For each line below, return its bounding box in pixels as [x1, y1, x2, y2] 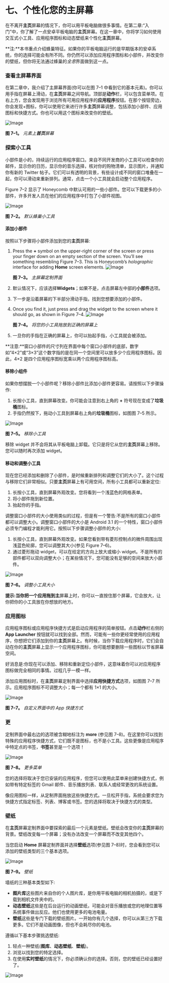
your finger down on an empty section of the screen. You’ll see [12, 253, 143, 259]
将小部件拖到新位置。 [12, 496, 57, 502]
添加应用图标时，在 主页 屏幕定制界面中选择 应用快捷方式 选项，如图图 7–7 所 [5, 678, 160, 684]
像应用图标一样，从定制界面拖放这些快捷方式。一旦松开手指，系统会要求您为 [5, 792, 164, 798]
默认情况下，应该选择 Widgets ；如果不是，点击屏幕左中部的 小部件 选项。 [12, 285, 163, 291]
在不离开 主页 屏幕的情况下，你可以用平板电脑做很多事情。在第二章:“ [5, 22, 145, 28]
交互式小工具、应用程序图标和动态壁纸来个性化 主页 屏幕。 [5, 35, 124, 41]
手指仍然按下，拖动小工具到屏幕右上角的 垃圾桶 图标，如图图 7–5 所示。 [12, 410, 159, 416]
